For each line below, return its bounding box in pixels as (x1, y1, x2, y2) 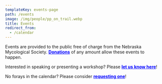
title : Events (5, 21, 34, 26)
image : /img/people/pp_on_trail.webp (5, 16, 83, 21)
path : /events (5, 12, 34, 17)
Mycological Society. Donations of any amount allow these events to (5, 49, 145, 55)
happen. (5, 54, 22, 60)
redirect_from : (5, 26, 36, 31)
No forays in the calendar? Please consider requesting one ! (5, 74, 127, 79)
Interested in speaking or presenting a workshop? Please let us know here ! (5, 64, 158, 70)
